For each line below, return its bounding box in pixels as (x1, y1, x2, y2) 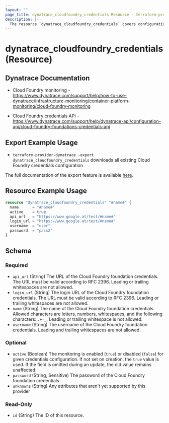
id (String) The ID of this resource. (12, 412, 84, 418)
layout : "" (5, 7, 28, 13)
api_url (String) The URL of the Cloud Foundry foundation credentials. (12, 273, 159, 279)
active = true (10, 209, 46, 215)
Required (5, 262, 28, 269)
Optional (5, 339, 27, 346)
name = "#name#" (10, 204, 55, 209)
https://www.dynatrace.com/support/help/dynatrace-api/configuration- (12, 118, 161, 124)
